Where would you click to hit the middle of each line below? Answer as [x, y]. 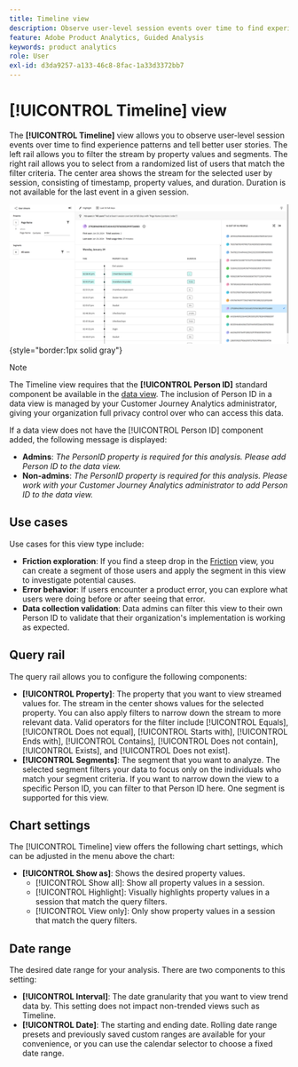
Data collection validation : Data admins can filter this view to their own [153, 608]
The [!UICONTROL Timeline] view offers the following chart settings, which [146, 847]
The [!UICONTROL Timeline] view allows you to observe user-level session [147, 135]
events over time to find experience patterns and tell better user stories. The [149, 144]
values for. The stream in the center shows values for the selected [143, 703]
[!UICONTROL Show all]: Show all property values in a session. [150, 883]
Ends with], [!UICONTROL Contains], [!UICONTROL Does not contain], [150, 741]
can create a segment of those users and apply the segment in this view [154, 570]
